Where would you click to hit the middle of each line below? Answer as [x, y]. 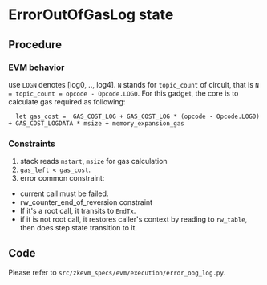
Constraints [32, 144]
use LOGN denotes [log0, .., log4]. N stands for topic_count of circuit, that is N [133, 84]
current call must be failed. [64, 193]
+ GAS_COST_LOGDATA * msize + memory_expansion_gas [96, 123]
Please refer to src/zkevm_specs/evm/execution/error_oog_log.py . [117, 272]
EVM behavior [36, 67]
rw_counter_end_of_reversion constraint [86, 202]
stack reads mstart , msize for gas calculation [93, 161]
